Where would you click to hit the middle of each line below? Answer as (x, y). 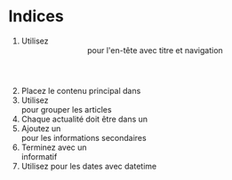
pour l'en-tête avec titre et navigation (155, 50)
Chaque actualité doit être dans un (84, 119)
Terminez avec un (54, 147)
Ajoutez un (41, 128)
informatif (39, 156)
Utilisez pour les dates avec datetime (89, 166)
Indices (36, 16)
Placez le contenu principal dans (81, 90)
